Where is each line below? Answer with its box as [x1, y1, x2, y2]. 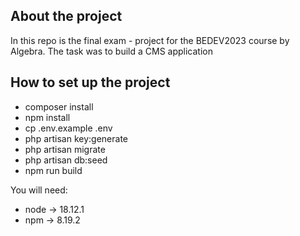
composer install [24, 100, 94, 113]
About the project [10, 8, 123, 25]
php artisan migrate [24, 143, 106, 155]
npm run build [24, 164, 83, 176]
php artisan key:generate [24, 132, 129, 144]
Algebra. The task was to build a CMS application [10, 45, 213, 57]
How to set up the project [10, 74, 171, 91]
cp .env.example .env [24, 122, 113, 134]
